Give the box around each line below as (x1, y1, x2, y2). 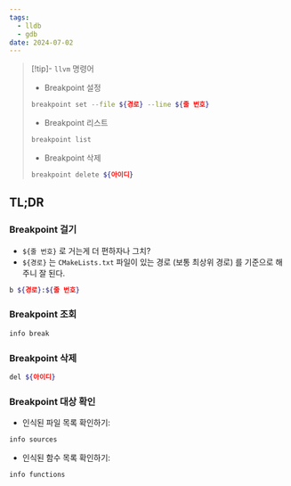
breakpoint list (30, 136, 92, 144)
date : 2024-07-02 (9, 37, 74, 47)
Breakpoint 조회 (9, 309, 77, 321)
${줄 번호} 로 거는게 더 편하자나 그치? (21, 245, 151, 256)
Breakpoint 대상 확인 (9, 395, 96, 408)
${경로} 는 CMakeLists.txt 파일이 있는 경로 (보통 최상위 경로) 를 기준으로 (21, 256, 274, 268)
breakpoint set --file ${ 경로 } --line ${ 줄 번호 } (30, 100, 210, 110)
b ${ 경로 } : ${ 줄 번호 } (9, 285, 80, 294)
